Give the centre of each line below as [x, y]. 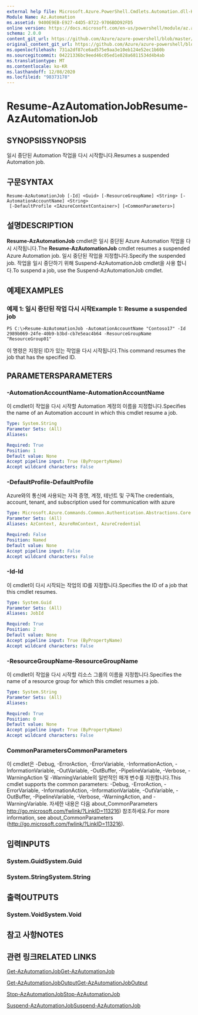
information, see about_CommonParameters [60, 818]
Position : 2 [21, 630]
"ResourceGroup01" [29, 339]
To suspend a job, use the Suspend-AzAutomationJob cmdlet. [88, 270]
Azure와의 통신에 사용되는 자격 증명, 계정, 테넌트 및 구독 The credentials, [90, 495]
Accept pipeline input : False [44, 551]
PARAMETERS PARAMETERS [60, 376]
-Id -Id [15, 571]
